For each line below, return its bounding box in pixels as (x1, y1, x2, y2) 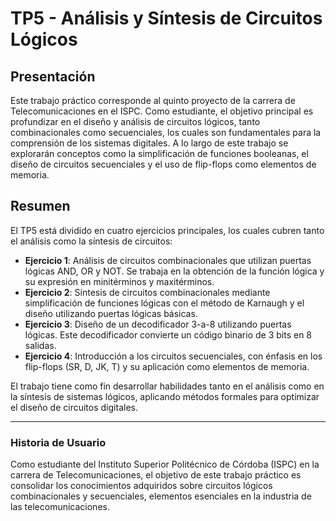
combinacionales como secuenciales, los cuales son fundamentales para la (10, 127, 322, 138)
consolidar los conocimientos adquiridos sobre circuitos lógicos (10, 480, 273, 492)
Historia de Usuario (10, 435, 107, 449)
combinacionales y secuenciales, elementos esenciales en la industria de (10, 490, 312, 502)
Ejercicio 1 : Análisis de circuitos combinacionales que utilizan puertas (24, 254, 312, 266)
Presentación (10, 68, 96, 85)
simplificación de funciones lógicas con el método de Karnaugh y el (24, 297, 305, 309)
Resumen (10, 198, 71, 215)
